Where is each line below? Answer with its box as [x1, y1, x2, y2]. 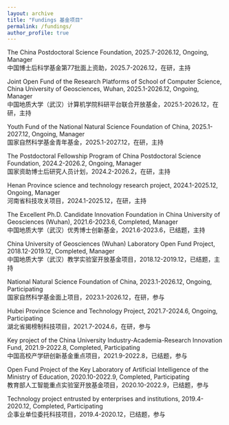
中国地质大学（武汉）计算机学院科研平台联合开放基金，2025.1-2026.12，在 [7, 101, 219, 109]
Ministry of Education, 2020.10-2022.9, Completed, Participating [7, 373, 190, 381]
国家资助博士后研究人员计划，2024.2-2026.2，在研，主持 [7, 167, 171, 176]
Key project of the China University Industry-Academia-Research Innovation [7, 336, 223, 344]
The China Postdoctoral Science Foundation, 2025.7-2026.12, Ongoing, [7, 48, 209, 56]
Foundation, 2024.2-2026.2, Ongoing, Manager [7, 159, 142, 167]
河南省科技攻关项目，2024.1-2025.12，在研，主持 [7, 197, 146, 205]
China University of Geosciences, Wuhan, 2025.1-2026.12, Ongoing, [7, 85, 199, 93]
